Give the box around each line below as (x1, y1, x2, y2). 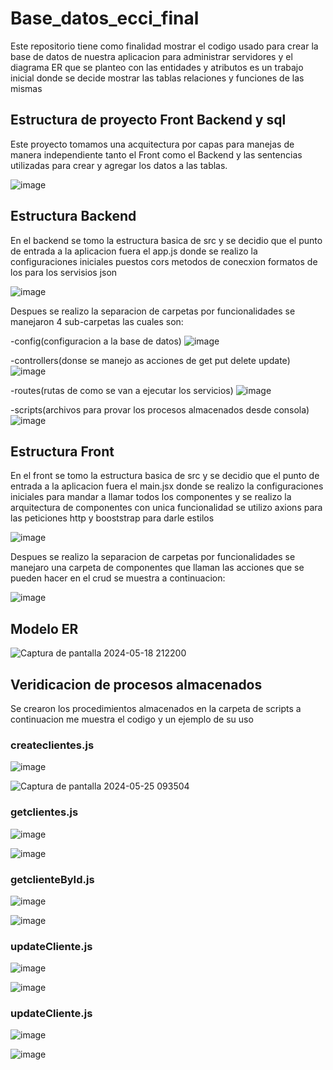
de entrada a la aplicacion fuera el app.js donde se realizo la (10, 245, 258, 257)
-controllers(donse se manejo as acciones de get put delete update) (10, 354, 291, 366)
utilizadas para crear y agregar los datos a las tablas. (10, 159, 228, 171)
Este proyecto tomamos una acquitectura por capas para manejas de (10, 138, 295, 150)
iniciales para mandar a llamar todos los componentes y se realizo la (10, 491, 292, 503)
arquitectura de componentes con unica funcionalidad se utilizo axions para (10, 502, 323, 514)
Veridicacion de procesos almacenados (10, 676, 263, 693)
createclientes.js (10, 738, 95, 752)
